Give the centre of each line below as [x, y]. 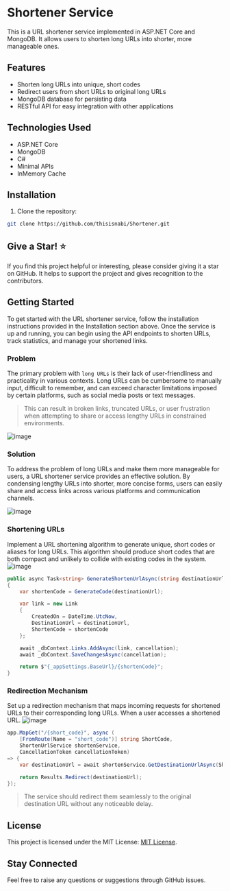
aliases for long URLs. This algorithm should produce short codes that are [111, 551]
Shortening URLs [36, 530]
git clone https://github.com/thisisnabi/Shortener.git [88, 224]
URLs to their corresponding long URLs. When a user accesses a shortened [114, 713]
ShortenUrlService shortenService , [70, 746]
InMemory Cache [41, 174]
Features [26, 68]
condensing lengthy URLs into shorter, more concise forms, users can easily [115, 484]
